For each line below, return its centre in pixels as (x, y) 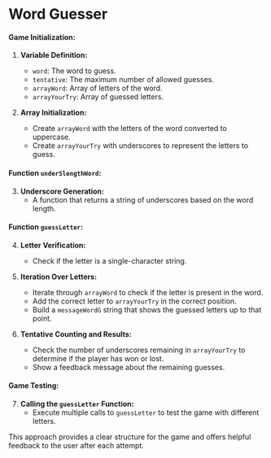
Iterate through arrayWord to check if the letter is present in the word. (148, 292)
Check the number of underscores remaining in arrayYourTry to (139, 350)
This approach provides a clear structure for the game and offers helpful (130, 437)
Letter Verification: (53, 245)
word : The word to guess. (74, 71)
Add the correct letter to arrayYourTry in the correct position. (135, 301)
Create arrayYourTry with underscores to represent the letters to (140, 146)
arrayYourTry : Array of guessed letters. (98, 97)
